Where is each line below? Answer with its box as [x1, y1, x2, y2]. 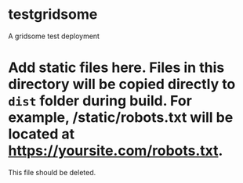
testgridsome [8, 5, 98, 23]
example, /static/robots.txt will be [8, 109, 234, 127]
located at [8, 125, 75, 143]
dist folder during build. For [8, 92, 192, 110]
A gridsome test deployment [8, 31, 100, 41]
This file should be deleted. [8, 167, 96, 177]
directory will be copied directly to [8, 76, 236, 93]
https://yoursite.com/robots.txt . [8, 142, 223, 160]
